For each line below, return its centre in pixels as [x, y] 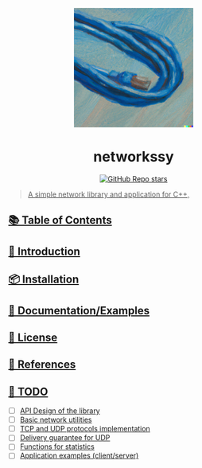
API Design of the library [60, 411]
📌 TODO [28, 391]
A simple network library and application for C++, [109, 194]
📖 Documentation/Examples [79, 310]
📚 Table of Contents [60, 220]
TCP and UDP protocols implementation [85, 429]
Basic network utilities [56, 420]
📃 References [42, 365]
